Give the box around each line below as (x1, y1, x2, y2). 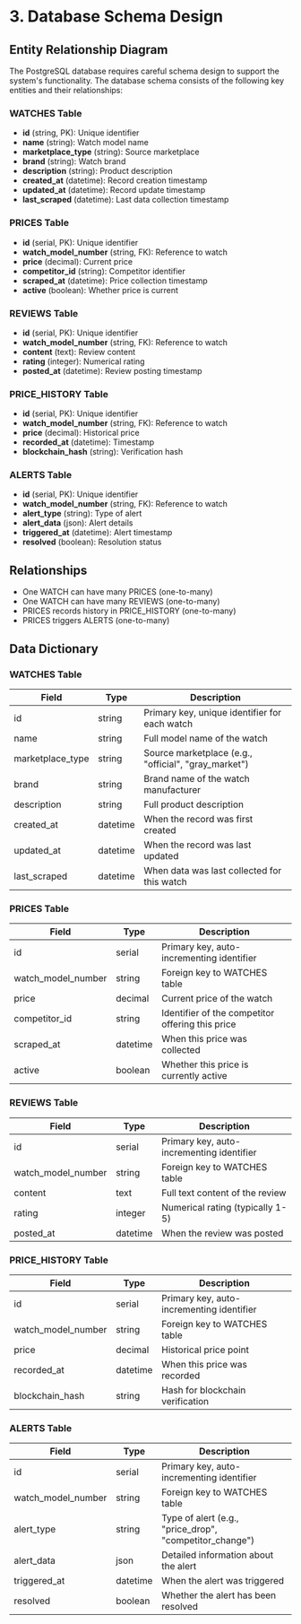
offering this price (160, 1018, 236, 1030)
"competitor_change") (160, 1534, 255, 1547)
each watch (142, 717, 193, 730)
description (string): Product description (21, 166, 173, 177)
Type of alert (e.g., (160, 1512, 239, 1524)
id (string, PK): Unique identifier (21, 127, 140, 138)
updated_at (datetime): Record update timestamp (21, 185, 206, 195)
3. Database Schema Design (9, 6, 224, 27)
